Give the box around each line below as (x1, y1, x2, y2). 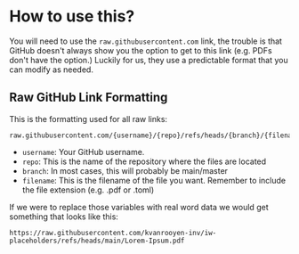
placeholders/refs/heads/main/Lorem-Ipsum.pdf (9, 236, 185, 245)
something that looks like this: (9, 211, 118, 222)
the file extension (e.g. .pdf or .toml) (21, 184, 155, 195)
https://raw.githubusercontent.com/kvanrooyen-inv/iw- (9, 228, 217, 237)
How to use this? (9, 6, 135, 27)
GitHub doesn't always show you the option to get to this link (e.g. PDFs (9, 45, 273, 55)
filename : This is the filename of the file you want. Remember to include (21, 175, 287, 185)
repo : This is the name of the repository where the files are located (21, 156, 267, 167)
